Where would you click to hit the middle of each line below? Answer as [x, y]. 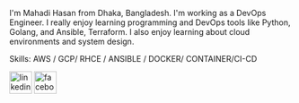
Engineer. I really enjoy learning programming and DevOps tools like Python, [150, 22]
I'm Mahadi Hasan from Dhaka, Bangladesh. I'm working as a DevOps [138, 13]
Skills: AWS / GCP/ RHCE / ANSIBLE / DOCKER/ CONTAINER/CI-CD [133, 59]
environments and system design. [72, 41]
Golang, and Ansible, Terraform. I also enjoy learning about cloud [130, 32]
